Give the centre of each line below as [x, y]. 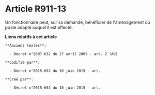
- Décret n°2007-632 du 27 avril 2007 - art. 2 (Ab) [64, 54]
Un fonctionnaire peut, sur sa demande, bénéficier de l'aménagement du [77, 22]
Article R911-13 [36, 9]
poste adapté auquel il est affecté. [39, 27]
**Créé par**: [19, 79]
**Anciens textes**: [26, 45]
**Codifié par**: [23, 62]
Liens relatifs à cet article [31, 37]
